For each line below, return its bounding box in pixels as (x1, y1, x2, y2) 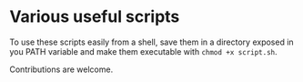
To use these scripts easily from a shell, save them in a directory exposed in (9, 36, 294, 47)
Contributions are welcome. (9, 64, 114, 75)
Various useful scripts (9, 6, 180, 27)
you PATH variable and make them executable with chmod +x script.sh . (9, 46, 278, 56)
